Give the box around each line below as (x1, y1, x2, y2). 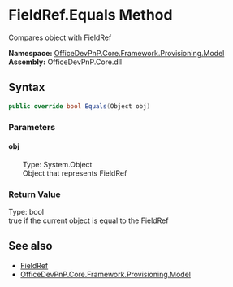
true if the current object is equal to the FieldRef (8, 215, 169, 225)
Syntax (8, 80, 45, 94)
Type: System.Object (23, 159, 93, 169)
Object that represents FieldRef (23, 168, 127, 178)
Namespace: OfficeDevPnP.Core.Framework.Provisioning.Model (8, 48, 225, 58)
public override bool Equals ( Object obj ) (8, 102, 151, 111)
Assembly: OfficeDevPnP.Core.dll (8, 57, 123, 67)
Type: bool (8, 207, 45, 217)
